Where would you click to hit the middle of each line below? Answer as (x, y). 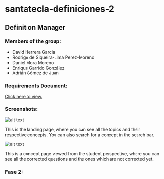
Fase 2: (14, 172)
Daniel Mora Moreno (33, 62)
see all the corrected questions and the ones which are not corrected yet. (79, 159)
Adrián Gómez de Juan (35, 73)
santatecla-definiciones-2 (60, 9)
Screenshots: (22, 109)
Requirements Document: (36, 86)
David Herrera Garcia (34, 52)
